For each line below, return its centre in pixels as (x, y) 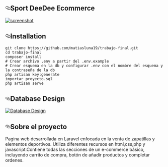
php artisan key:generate (32, 74)
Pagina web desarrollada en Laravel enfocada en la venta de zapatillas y (80, 139)
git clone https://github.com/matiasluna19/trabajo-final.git (72, 48)
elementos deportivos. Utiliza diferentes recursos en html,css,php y (75, 144)
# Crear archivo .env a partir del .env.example (57, 61)
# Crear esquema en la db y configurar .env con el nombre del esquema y (84, 66)
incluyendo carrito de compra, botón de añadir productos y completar (77, 155)
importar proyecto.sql (29, 79)
